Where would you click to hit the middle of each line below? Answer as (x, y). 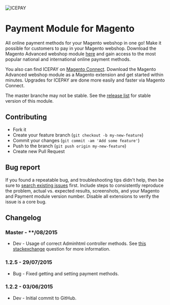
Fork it (19, 129)
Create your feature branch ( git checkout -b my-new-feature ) (78, 135)
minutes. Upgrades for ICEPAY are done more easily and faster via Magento (85, 80)
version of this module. (29, 101)
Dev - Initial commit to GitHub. (45, 298)
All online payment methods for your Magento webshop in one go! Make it (83, 43)
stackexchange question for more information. (61, 249)
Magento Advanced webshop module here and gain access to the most (81, 53)
